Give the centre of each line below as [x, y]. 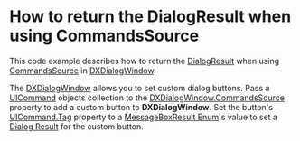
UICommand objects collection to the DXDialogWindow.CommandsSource [147, 98]
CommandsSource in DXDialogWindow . [83, 70]
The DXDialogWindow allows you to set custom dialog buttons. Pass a [140, 88]
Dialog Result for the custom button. [77, 126]
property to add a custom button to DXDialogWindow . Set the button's [141, 107]
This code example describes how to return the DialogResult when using [145, 61]
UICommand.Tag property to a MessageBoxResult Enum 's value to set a [144, 117]
